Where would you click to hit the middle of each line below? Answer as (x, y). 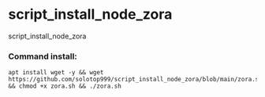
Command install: (43, 56)
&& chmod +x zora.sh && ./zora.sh (65, 86)
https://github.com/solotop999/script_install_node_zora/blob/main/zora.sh (135, 80)
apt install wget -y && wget (56, 73)
